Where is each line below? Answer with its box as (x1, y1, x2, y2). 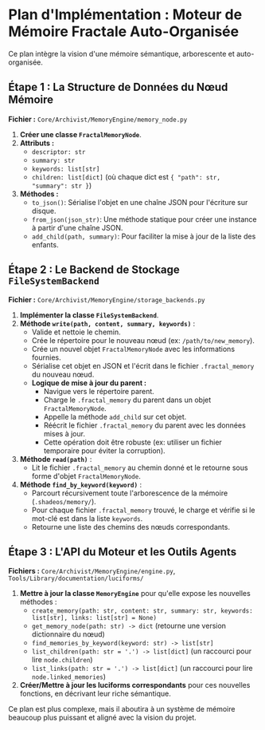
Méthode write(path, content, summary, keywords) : (19, 318, 196, 328)
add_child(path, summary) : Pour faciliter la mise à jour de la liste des (31, 231, 256, 241)
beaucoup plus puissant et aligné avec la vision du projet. (8, 712, 197, 723)
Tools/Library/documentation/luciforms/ (8, 574, 145, 583)
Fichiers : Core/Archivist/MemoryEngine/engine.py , (8, 566, 176, 576)
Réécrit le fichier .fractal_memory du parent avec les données (43, 420, 247, 430)
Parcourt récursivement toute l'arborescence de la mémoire (31, 488, 228, 498)
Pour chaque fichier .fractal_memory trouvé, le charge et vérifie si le (31, 505, 255, 515)
